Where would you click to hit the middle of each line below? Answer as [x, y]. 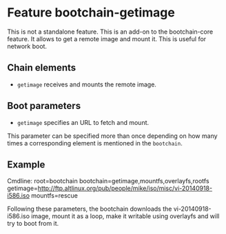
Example [26, 164]
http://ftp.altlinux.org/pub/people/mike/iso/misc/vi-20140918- [125, 188]
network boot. [27, 46]
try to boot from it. [33, 224]
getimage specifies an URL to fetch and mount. [83, 122]
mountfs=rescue [54, 196]
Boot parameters [44, 106]
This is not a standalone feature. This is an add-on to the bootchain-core [110, 32]
